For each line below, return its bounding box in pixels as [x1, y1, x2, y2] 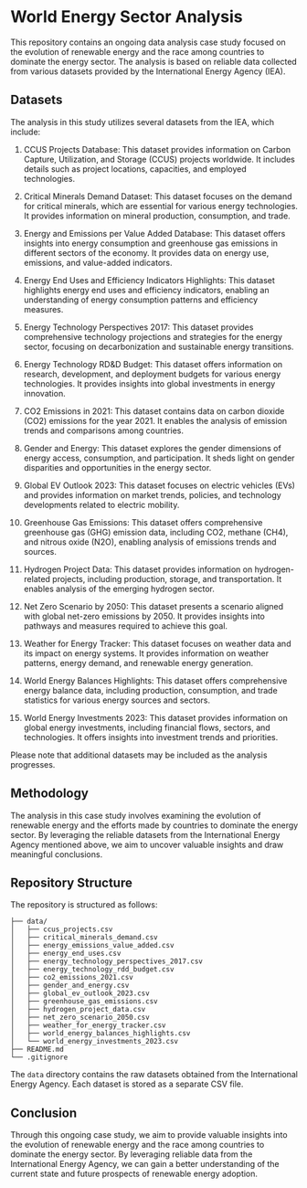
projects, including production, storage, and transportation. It [52, 573, 282, 584]
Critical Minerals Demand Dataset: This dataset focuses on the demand [23, 190, 292, 202]
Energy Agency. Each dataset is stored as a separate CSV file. [10, 1078, 244, 1089]
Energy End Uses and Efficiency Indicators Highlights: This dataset [23, 274, 275, 285]
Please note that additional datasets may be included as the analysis [10, 749, 268, 760]
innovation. [23, 387, 67, 398]
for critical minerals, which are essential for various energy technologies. [23, 200, 298, 211]
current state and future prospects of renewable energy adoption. [10, 1168, 259, 1180]
